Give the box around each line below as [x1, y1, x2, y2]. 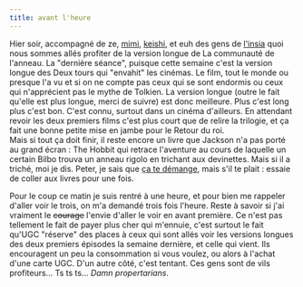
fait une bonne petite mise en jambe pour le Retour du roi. [9, 124, 225, 136]
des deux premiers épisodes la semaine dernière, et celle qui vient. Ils [9, 238, 270, 249]
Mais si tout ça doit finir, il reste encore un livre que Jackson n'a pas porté [9, 134, 286, 145]
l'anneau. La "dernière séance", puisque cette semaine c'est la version [9, 57, 273, 68]
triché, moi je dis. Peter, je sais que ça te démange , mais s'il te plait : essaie [9, 163, 291, 174]
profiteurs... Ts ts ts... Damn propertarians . [9, 267, 170, 278]
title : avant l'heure [9, 13, 92, 23]
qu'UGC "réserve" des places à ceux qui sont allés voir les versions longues [9, 228, 294, 240]
